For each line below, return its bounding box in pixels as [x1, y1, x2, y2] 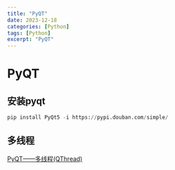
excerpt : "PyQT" [7, 36, 54, 43]
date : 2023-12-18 [7, 17, 57, 24]
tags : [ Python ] [7, 29, 51, 37]
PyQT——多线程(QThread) [7, 154, 83, 163]
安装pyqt [7, 95, 46, 107]
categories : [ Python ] [7, 23, 70, 30]
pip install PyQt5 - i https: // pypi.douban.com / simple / [7, 114, 169, 121]
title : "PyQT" [7, 10, 48, 17]
